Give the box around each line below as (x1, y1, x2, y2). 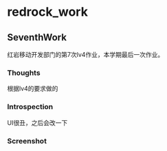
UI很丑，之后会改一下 (7, 118, 68, 127)
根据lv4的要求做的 (7, 84, 58, 93)
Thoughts (7, 68, 41, 78)
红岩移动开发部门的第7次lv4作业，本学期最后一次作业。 (7, 51, 164, 58)
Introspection (7, 102, 54, 112)
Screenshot (7, 136, 47, 146)
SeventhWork (7, 32, 67, 43)
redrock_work (7, 4, 88, 20)
